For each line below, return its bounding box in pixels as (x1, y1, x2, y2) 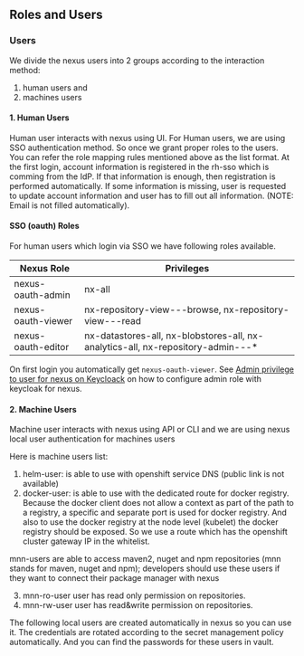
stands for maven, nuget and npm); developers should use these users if (9, 563, 280, 574)
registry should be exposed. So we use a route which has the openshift (22, 527, 288, 537)
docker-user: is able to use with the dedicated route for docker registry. (22, 488, 290, 499)
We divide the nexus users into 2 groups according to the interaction (9, 54, 265, 66)
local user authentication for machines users (9, 433, 176, 444)
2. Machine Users (9, 404, 77, 414)
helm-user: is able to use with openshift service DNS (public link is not (22, 469, 285, 480)
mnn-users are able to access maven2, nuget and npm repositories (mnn (9, 554, 282, 565)
